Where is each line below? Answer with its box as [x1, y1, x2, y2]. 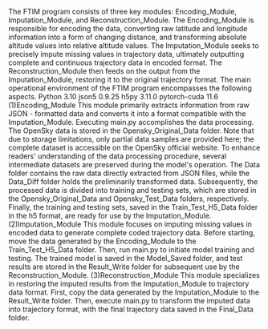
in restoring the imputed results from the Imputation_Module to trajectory [8, 279, 250, 288]
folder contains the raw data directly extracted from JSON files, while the [8, 168, 250, 178]
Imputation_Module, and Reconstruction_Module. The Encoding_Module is [8, 15, 254, 25]
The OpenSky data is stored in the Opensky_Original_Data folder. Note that [8, 126, 254, 135]
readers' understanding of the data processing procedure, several [8, 151, 227, 161]
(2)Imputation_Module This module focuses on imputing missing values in [8, 219, 253, 229]
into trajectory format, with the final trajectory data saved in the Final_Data [8, 304, 254, 314]
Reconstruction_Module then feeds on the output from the [8, 66, 201, 75]
